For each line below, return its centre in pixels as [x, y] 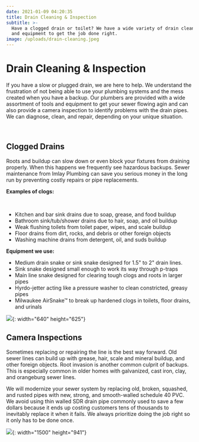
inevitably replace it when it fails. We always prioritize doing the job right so [98, 414]
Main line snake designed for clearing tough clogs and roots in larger [99, 275]
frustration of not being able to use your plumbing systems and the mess [95, 91]
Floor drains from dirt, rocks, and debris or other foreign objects [93, 233]
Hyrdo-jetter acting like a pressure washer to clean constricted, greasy [101, 288]
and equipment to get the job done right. [65, 34]
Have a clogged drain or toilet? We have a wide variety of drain [95, 28]
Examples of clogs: [30, 191]
